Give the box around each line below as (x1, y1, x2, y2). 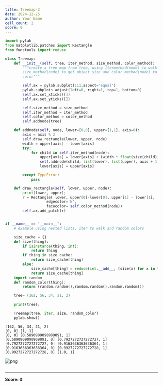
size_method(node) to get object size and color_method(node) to (22, 70, 158, 75)
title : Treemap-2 (5, 7, 40, 12)
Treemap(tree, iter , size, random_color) (14, 311, 98, 316)
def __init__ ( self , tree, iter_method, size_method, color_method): (14, 61, 155, 66)
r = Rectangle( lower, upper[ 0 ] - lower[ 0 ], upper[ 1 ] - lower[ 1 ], (22, 195, 155, 200)
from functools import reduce (5, 47, 66, 52)
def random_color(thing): (14, 280, 66, 285)
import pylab (5, 38, 32, 44)
